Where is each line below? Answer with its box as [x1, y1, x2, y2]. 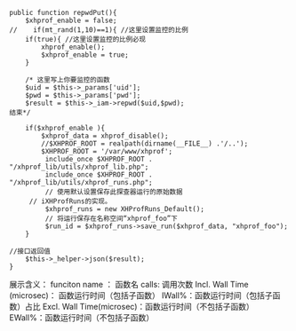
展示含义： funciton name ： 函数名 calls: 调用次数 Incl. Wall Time [9, 280, 249, 289]
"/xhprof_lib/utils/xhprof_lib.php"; [9, 162, 149, 171]
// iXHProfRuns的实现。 [28, 197, 112, 206]
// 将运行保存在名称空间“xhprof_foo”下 [44, 214, 178, 223]
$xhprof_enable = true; [41, 51, 129, 59]
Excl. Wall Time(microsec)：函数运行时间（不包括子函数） [42, 302, 255, 311]
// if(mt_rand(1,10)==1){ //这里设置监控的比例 [9, 26, 188, 35]
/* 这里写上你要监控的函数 [25, 75, 110, 84]
